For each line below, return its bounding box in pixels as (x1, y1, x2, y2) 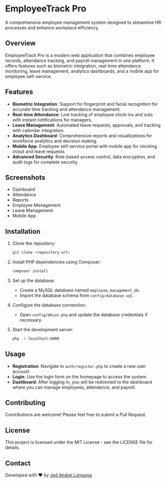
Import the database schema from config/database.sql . (19, 292, 134, 298)
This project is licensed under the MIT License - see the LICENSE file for (5, 439, 153, 445)
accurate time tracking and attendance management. (12, 106, 121, 112)
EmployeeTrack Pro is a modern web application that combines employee (5, 52, 155, 58)
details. (5, 445, 20, 451)
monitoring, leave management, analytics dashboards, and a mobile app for (5, 68, 160, 74)
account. (12, 368, 31, 374)
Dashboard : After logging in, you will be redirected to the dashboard (12, 379, 152, 385)
